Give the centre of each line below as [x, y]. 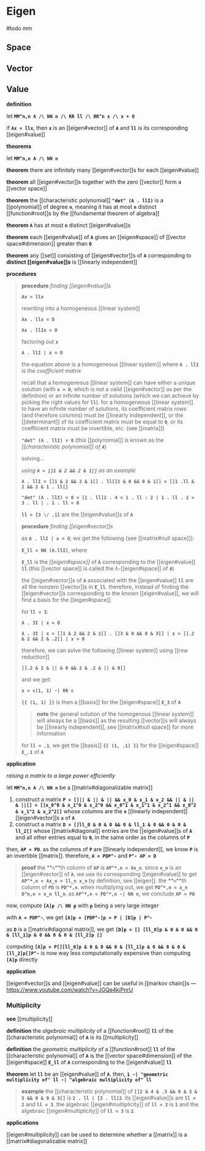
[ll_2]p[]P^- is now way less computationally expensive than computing [99, 953]
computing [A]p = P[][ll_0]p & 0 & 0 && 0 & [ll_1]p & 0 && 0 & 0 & [96, 946]
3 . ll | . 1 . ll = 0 [50, 503]
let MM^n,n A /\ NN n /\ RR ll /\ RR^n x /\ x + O [71, 116]
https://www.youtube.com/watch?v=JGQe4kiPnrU [70, 990]
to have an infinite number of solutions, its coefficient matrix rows [104, 408]
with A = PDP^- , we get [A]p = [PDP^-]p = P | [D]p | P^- [80, 917]
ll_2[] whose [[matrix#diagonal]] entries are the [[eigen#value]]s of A [104, 830]
